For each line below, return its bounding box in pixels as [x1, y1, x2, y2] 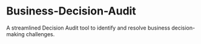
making [6, 30, 25, 37]
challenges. [25, 30, 55, 37]
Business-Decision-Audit [6, 4, 136, 18]
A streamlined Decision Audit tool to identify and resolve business [6, 24, 171, 31]
